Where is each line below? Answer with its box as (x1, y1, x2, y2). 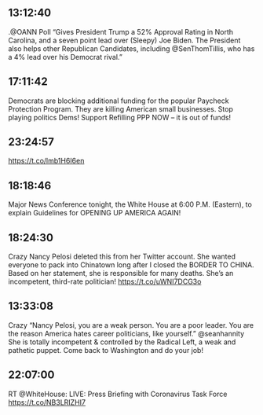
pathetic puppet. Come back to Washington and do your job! (8, 345, 204, 354)
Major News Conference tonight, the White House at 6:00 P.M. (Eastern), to (8, 200, 253, 209)
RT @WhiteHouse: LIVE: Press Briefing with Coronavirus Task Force (8, 389, 228, 398)
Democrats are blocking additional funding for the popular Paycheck (8, 96, 229, 105)
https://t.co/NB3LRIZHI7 (8, 397, 86, 407)
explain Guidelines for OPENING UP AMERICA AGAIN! (8, 208, 181, 218)
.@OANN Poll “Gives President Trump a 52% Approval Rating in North (8, 27, 234, 36)
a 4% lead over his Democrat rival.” (8, 52, 123, 61)
